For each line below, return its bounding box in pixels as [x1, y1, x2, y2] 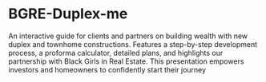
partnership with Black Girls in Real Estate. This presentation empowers [8, 57, 244, 66]
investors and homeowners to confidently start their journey [8, 64, 207, 74]
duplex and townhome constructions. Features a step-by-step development [8, 39, 258, 49]
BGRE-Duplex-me [8, 5, 128, 23]
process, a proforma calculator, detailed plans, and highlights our [8, 48, 224, 57]
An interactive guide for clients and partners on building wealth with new [8, 31, 248, 41]
